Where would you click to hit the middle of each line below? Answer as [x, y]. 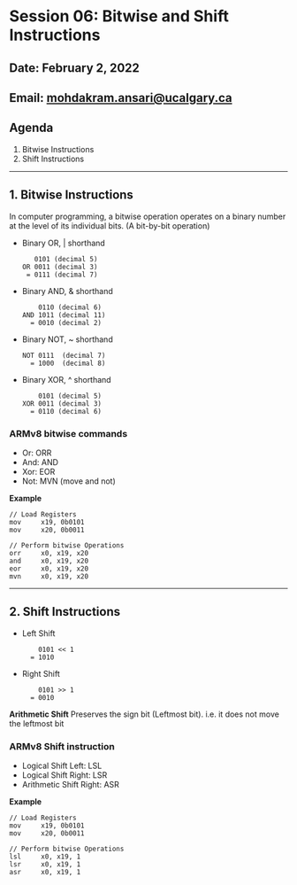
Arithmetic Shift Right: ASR [70, 784]
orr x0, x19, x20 [49, 553]
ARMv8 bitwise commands [69, 433]
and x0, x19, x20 [49, 561]
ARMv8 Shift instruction [62, 746]
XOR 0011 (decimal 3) [61, 404]
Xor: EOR [38, 471]
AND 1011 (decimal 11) [64, 315]
